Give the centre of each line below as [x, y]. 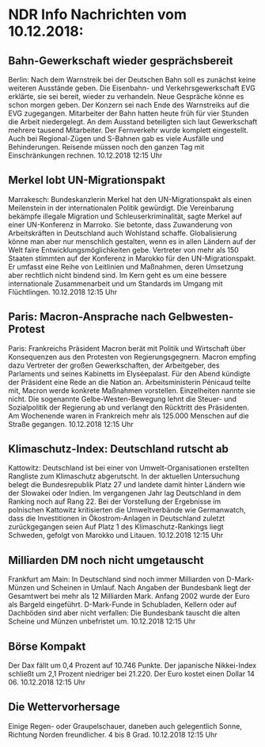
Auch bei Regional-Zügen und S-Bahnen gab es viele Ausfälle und [116, 139]
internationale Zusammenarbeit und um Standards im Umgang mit [115, 284]
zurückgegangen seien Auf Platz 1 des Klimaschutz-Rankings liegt [116, 527]
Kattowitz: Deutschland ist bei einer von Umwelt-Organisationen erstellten [129, 468]
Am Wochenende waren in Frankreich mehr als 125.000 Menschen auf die [129, 415]
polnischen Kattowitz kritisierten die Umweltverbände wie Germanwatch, [127, 510]
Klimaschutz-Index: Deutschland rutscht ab [119, 449]
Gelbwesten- [201, 317]
